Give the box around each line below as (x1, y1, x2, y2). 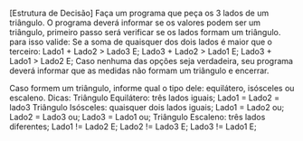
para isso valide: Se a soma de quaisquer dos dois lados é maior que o (9, 36, 273, 47)
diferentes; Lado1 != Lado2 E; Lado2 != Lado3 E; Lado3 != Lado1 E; (9, 121, 257, 132)
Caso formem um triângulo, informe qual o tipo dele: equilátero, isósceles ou (9, 83, 295, 93)
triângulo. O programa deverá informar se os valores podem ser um (9, 17, 260, 28)
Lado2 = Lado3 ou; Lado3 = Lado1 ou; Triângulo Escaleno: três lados (9, 112, 266, 122)
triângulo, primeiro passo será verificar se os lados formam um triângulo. (9, 27, 281, 37)
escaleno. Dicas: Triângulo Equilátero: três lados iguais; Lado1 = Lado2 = (9, 92, 280, 103)
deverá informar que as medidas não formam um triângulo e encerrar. (9, 65, 270, 76)
